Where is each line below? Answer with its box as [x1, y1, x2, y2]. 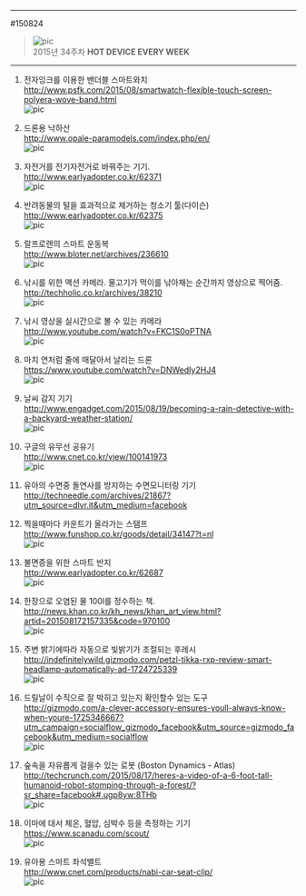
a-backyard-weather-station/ [23, 413, 133, 423]
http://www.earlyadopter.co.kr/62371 [23, 172, 163, 182]
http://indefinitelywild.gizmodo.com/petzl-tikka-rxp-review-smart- [23, 654, 272, 664]
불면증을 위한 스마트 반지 [23, 557, 112, 568]
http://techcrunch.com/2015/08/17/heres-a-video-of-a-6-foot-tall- [23, 770, 273, 781]
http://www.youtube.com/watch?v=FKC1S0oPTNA [23, 326, 212, 336]
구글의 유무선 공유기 [23, 442, 94, 452]
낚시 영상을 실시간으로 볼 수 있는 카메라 [23, 315, 163, 326]
